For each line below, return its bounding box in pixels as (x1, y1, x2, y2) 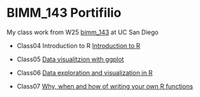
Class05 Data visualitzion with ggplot (16, 54, 124, 64)
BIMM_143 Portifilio (6, 5, 122, 21)
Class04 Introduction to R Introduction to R (16, 41, 141, 50)
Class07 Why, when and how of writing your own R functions (16, 82, 194, 90)
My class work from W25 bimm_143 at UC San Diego (6, 28, 159, 36)
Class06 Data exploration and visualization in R (16, 68, 153, 77)
